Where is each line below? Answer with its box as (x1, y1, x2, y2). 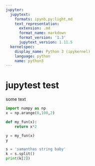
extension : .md (18, 26, 51, 31)
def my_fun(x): (5, 119, 37, 125)
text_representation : (14, 21, 59, 26)
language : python (14, 53, 51, 59)
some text (5, 96, 26, 102)
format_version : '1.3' (18, 35, 66, 40)
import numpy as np (5, 106, 46, 111)
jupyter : (5, 7, 24, 12)
